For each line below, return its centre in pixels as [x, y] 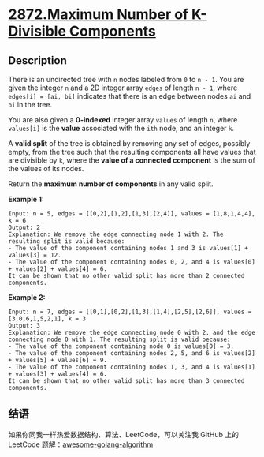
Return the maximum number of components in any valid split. [111, 184]
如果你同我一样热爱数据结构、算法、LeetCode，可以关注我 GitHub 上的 [123, 434]
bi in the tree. [30, 105]
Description [37, 60]
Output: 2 [24, 227]
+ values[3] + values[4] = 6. [58, 374]
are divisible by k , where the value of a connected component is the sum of [132, 160]
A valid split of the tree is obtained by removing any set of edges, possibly [129, 143]
